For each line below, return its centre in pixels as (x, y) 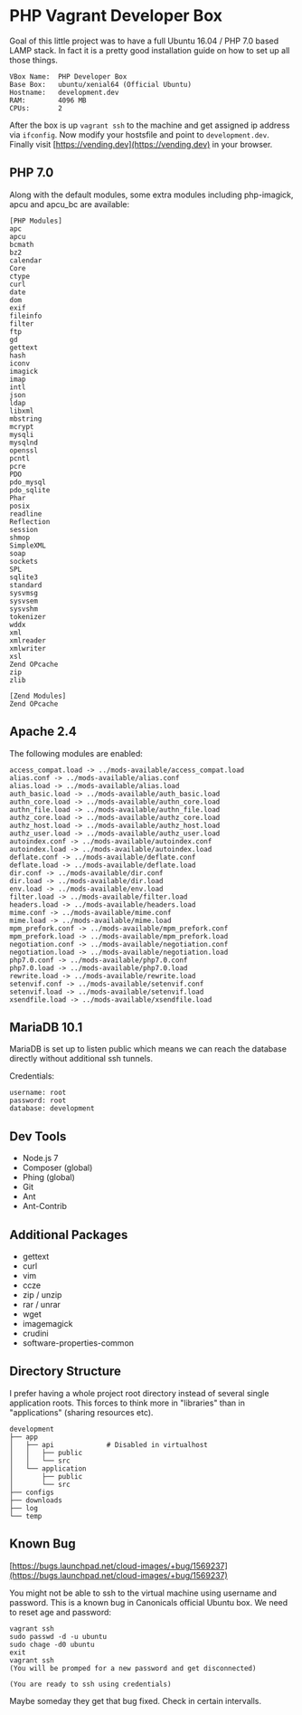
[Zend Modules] (38, 696)
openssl (24, 450)
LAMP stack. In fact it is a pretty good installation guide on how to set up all (150, 50)
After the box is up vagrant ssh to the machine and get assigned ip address (150, 125)
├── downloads (36, 1500)
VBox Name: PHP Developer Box (68, 76)
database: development (52, 1109)
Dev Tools (38, 1136)
